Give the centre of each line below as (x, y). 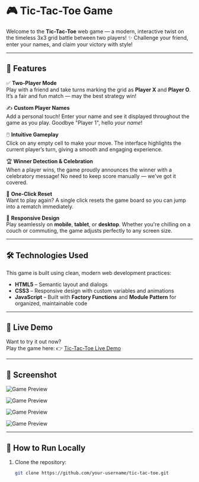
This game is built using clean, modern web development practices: (89, 272)
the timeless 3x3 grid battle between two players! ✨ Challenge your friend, (97, 37)
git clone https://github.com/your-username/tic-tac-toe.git (92, 473)
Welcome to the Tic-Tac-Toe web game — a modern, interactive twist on (95, 31)
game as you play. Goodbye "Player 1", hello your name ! (74, 122)
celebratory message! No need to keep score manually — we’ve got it (91, 176)
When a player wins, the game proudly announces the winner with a (89, 170)
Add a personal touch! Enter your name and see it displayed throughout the (98, 116)
